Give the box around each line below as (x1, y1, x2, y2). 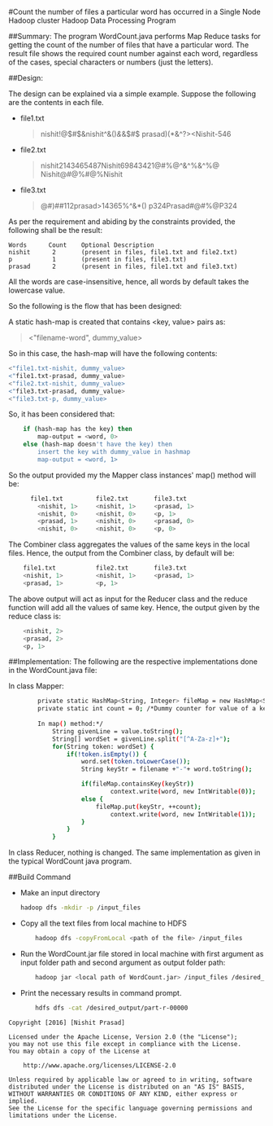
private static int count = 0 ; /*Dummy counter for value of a (37, 705, 256, 713)
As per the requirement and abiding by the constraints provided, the (8, 217, 236, 227)
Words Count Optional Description (8, 241, 154, 249)
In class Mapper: (8, 681, 65, 691)
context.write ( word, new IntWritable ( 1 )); (110, 810, 256, 818)
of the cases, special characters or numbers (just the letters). (8, 57, 214, 67)
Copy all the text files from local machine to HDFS (19, 918, 187, 928)
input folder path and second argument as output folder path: (19, 957, 226, 967)
